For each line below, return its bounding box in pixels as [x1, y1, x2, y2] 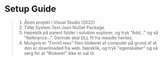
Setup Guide [4, 3, 56, 15]
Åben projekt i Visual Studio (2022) [24, 19, 95, 25]
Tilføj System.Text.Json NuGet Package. [24, 24, 106, 30]
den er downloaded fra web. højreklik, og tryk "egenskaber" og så [24, 45, 158, 51]
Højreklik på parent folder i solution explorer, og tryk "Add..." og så [24, 30, 158, 35]
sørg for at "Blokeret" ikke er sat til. [24, 50, 95, 56]
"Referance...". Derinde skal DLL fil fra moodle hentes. [24, 35, 134, 41]
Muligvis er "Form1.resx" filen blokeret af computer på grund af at [24, 40, 157, 46]
